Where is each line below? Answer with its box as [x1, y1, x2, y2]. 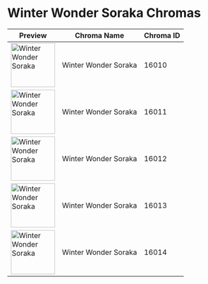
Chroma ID [143, 30, 181, 40]
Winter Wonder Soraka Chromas [7, 5, 201, 21]
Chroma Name [75, 30, 125, 40]
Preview [18, 30, 47, 40]
